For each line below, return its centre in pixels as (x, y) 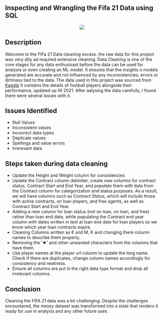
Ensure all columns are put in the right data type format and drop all (80, 269)
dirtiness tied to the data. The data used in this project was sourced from (78, 80)
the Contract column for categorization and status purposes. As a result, (85, 191)
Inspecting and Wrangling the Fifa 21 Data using (79, 8)
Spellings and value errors (38, 143)
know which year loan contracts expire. (52, 227)
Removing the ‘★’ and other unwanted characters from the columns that (85, 243)
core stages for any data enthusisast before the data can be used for (74, 64)
